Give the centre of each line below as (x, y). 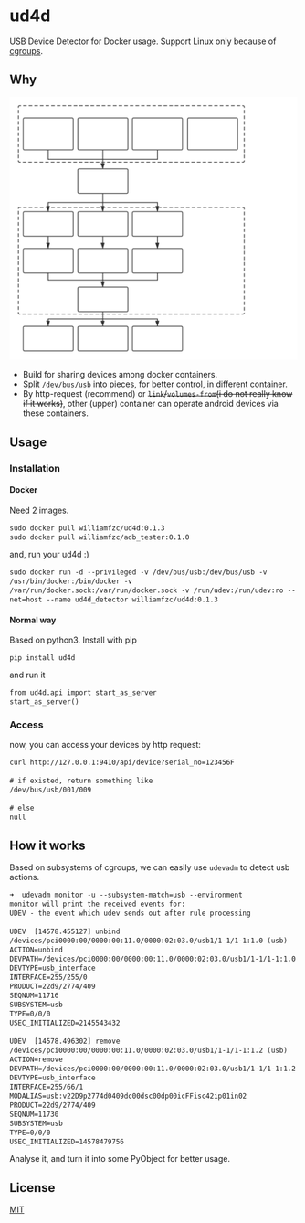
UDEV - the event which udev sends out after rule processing (130, 914)
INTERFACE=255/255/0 (49, 978)
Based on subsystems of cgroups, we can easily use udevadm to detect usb (150, 867)
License (32, 1188)
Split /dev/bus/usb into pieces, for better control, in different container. (155, 384)
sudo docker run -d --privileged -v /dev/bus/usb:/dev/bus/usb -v (138, 572)
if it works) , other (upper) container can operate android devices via (150, 404)
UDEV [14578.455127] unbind (65, 932)
